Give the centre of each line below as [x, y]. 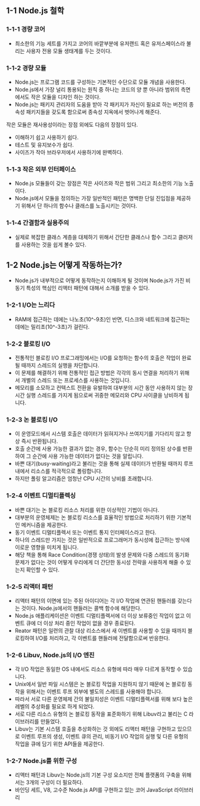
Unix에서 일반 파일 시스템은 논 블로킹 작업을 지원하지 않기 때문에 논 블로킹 [100, 684]
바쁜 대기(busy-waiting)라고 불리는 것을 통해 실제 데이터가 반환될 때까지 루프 [104, 464]
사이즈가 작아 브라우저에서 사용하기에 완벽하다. [69, 152]
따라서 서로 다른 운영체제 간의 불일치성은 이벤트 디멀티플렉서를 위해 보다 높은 [104, 699]
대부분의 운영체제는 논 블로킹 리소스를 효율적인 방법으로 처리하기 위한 [95, 517]
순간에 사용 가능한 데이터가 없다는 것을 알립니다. [88, 456]
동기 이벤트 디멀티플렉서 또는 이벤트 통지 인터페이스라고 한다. [85, 532]
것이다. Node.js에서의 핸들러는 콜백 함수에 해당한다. [81, 608]
